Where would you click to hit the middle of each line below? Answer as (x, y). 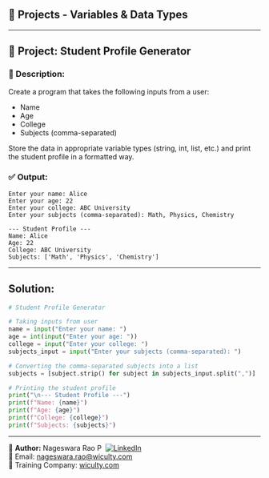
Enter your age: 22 (41, 201)
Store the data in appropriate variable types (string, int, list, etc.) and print (129, 148)
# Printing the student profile (62, 388)
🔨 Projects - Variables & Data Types (98, 15)
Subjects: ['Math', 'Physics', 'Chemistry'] (84, 257)
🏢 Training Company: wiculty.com (64, 464)
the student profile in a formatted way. (71, 156)
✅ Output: (28, 177)
